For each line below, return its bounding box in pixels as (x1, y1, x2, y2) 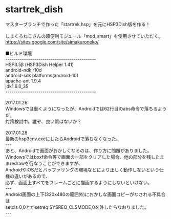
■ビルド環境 (5, 50, 32, 56)
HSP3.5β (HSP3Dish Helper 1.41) (5, 61, 74, 68)
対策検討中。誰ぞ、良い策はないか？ (5, 118, 82, 124)
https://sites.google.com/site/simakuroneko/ (5, 38, 99, 45)
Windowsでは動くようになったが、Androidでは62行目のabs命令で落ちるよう (5, 105, 167, 112)
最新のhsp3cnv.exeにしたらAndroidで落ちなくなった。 (5, 136, 121, 142)
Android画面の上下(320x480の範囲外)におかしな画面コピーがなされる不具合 (5, 191, 166, 198)
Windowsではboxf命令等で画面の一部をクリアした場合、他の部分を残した (5, 154, 160, 160)
